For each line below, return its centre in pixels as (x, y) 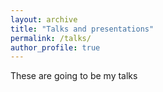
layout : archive (44, 19)
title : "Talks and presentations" (82, 29)
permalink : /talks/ (51, 38)
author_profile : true (55, 47)
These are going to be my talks (74, 76)
